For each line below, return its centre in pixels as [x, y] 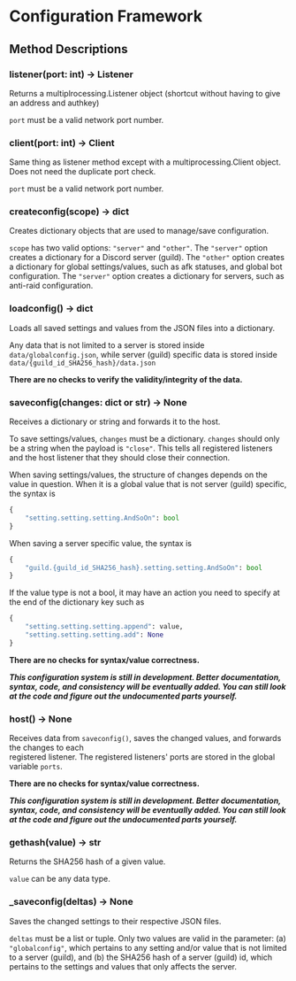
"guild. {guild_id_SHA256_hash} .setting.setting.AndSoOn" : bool [144, 568]
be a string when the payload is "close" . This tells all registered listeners [141, 448]
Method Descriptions [68, 49]
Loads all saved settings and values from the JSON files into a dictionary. [142, 328]
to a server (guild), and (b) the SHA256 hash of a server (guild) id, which [141, 957]
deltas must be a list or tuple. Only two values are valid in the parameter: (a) [148, 938]
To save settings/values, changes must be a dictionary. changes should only [144, 439]
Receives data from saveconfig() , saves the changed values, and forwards [145, 738]
